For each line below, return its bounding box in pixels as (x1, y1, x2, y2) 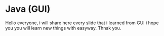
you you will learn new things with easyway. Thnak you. (5, 25, 121, 31)
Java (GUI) (5, 3, 51, 15)
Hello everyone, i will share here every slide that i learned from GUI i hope (5, 20, 159, 26)
